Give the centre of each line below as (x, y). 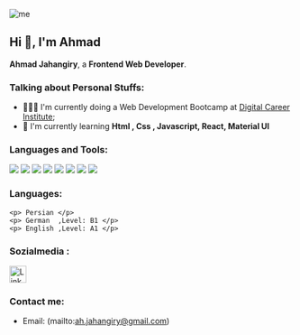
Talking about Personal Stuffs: (77, 88)
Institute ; (39, 116)
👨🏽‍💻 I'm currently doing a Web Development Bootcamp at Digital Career (156, 107)
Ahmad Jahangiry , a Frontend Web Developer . (98, 64)
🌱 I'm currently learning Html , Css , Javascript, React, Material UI (146, 126)
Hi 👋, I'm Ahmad (55, 42)
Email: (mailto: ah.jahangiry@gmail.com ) (96, 321)
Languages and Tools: (59, 150)
